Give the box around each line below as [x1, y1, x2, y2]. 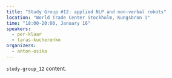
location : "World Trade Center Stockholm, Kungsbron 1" [6, 15, 150, 21]
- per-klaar [12, 31, 42, 37]
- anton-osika [12, 48, 47, 54]
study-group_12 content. [6, 65, 67, 72]
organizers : [6, 43, 36, 49]
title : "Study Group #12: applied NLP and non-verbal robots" [6, 8, 167, 15]
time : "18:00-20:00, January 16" [6, 20, 91, 26]
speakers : [6, 25, 31, 32]
